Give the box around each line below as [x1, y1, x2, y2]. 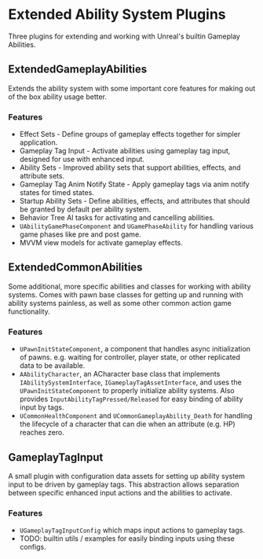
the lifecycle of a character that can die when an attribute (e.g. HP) [19, 419, 236, 429]
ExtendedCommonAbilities [8, 261, 143, 274]
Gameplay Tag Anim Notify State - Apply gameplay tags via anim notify [19, 179, 250, 189]
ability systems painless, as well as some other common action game [8, 298, 232, 307]
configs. [19, 542, 47, 552]
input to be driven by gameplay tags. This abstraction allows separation [8, 480, 239, 489]
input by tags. [19, 403, 64, 412]
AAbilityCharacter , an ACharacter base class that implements [19, 370, 221, 379]
